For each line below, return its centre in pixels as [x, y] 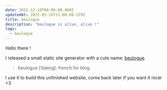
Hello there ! [18, 48]
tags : [11, 29]
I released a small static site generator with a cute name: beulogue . [76, 58]
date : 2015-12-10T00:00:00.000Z [39, 10]
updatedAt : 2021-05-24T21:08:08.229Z [45, 15]
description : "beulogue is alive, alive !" [52, 24]
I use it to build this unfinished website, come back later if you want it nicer [84, 78]
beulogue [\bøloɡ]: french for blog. [54, 68]
